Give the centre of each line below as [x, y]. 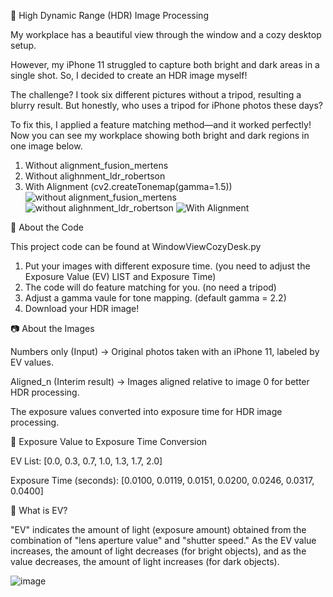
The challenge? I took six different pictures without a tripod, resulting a [156, 94]
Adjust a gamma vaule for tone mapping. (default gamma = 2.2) [155, 298]
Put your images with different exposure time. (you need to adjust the [167, 266]
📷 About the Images [52, 328]
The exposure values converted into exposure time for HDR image [146, 411]
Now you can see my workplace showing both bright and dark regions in [160, 135]
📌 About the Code [47, 227]
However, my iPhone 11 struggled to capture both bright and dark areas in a [165, 64]
